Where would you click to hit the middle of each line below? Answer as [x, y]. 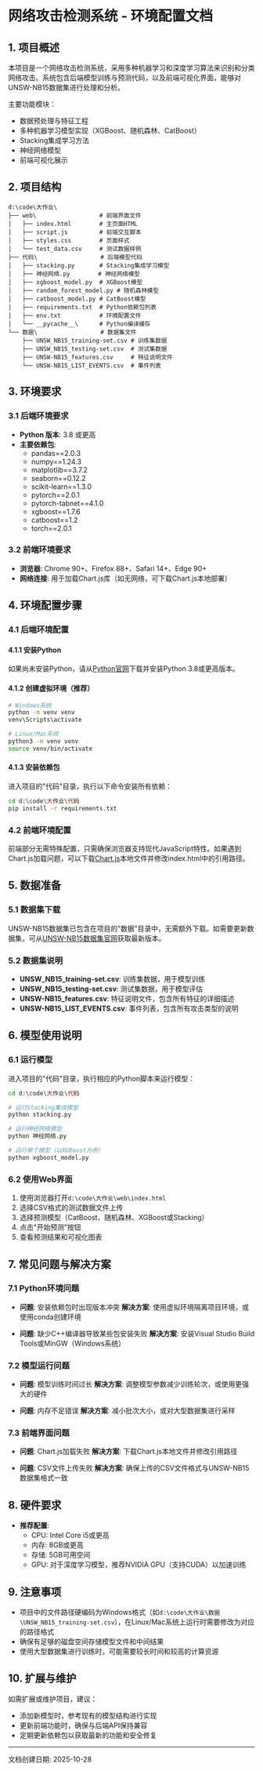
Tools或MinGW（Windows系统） [72, 1343]
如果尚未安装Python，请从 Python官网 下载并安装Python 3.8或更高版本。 [124, 669]
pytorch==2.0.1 [55, 494]
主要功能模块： [32, 104]
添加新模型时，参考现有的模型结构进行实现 [88, 1715]
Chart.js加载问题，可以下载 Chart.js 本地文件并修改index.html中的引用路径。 [129, 858]
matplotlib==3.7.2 [59, 470]
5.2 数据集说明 [36, 960]
